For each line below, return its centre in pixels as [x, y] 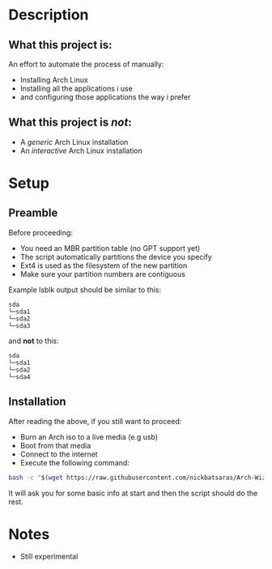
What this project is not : [70, 123]
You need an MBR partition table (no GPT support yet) [110, 248]
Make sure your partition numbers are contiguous [103, 274]
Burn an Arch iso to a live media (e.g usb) [89, 437]
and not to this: [34, 341]
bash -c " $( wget [36, 478]
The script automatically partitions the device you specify [116, 257]
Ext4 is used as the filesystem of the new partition [104, 265]
